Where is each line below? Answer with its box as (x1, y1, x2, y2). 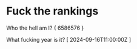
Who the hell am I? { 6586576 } (6, 24, 84, 31)
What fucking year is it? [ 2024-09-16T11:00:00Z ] (6, 36, 132, 43)
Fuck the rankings (6, 4, 99, 18)
